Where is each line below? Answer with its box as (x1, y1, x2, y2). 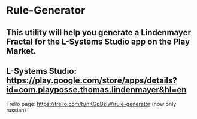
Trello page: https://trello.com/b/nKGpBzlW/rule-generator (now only (6, 101, 177, 108)
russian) (6, 107, 26, 114)
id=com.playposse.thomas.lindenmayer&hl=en (6, 84, 187, 95)
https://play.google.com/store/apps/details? (6, 75, 178, 85)
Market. (6, 46, 37, 56)
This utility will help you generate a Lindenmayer (6, 27, 192, 37)
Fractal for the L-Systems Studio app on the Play (6, 36, 190, 46)
